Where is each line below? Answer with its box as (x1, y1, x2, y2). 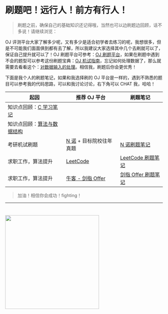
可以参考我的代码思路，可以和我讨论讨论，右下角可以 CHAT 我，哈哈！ (9, 80, 156, 86)
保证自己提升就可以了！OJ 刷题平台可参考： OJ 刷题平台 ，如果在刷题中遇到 (5, 51, 160, 57)
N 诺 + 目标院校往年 (65, 137, 112, 144)
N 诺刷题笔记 (119, 141, 151, 148)
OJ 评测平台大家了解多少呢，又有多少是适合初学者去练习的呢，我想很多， (5, 38, 157, 45)
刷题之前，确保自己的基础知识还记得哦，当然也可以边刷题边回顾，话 (17, 22, 158, 28)
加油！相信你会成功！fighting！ (17, 192, 82, 198)
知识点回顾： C (7, 103, 41, 110)
